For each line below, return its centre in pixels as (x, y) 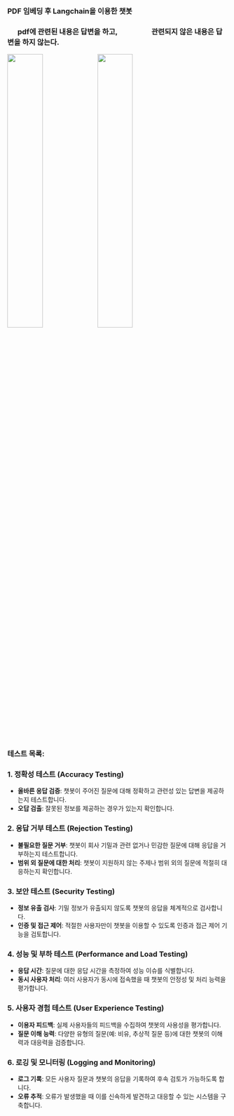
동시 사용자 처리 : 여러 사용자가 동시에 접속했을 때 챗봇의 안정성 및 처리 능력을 (122, 979)
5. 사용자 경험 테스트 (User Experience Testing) (86, 1008)
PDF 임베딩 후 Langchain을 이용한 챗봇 (70, 11)
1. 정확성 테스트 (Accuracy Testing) (66, 774)
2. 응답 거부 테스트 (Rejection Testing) (70, 828)
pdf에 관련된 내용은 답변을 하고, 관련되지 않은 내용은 (116, 32)
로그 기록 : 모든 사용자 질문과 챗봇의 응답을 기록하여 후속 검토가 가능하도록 (117, 1079)
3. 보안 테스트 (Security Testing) (61, 891)
